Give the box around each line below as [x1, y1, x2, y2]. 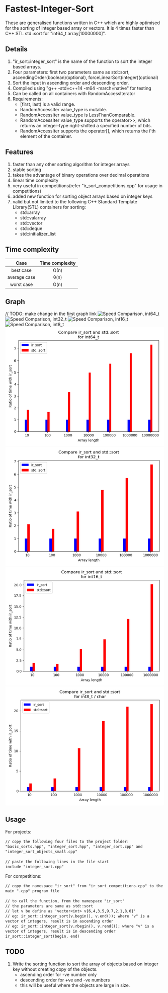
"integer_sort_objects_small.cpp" [5, 849, 78, 854]
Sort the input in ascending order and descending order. [12, 80, 129, 86]
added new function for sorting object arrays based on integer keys [12, 193, 153, 199]
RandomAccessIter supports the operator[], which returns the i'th [20, 128, 156, 134]
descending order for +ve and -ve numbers [20, 977, 110, 983]
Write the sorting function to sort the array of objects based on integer [12, 961, 158, 967]
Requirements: [12, 96, 43, 102]
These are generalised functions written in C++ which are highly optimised [5, 20, 160, 26]
